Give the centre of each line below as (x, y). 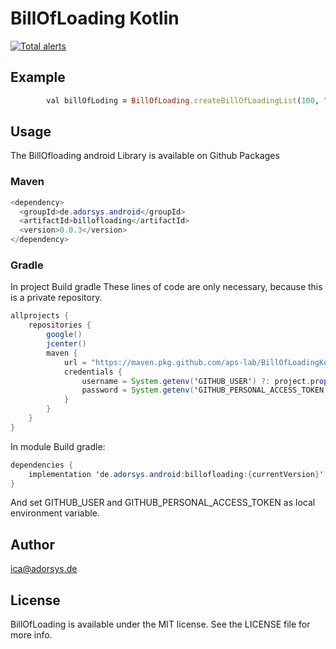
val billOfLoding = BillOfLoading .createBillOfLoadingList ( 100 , (183, 100)
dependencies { (42, 465)
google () (64, 335)
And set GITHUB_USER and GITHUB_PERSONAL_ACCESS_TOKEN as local (163, 503)
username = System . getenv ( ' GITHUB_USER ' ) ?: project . (196, 381)
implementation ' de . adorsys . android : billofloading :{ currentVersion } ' (176, 474)
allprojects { (40, 316)
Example (38, 77)
